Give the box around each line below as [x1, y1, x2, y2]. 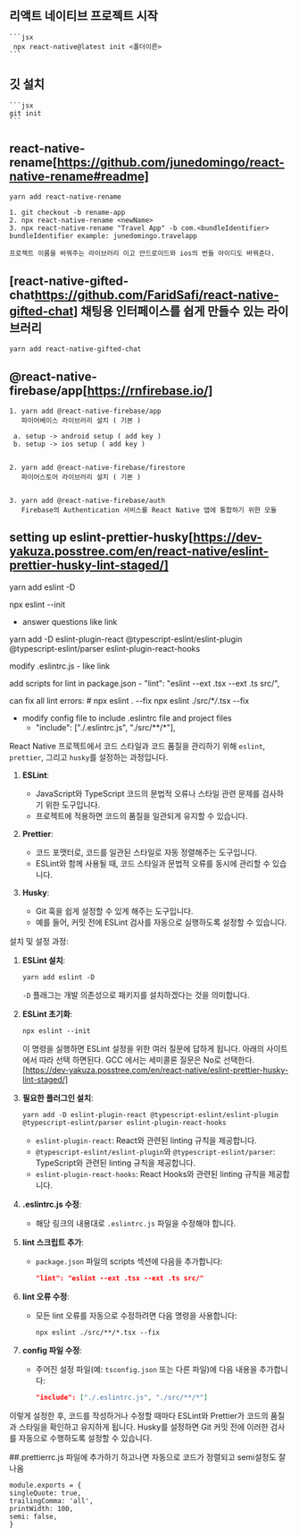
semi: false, [9, 1512, 58, 1521]
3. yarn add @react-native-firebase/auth [9, 496, 166, 506]
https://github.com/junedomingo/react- [56, 155, 286, 170]
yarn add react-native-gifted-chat [9, 345, 142, 354]
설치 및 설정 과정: [9, 935, 70, 946]
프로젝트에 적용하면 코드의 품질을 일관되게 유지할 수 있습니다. [35, 810, 248, 821]
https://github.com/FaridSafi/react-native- [34, 287, 279, 303]
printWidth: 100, [9, 1504, 74, 1513]
